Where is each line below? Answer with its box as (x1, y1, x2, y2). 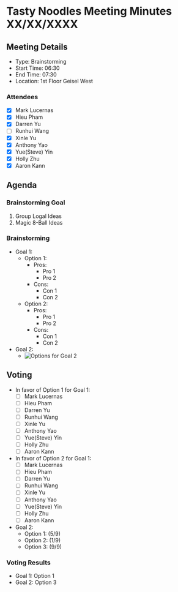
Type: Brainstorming (15, 58, 67, 65)
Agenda (6, 180, 37, 190)
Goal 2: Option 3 (15, 579, 57, 586)
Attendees (6, 92, 39, 101)
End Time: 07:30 (15, 71, 57, 78)
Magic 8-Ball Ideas (15, 219, 63, 226)
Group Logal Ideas (15, 212, 62, 220)
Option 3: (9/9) (24, 543, 62, 550)
